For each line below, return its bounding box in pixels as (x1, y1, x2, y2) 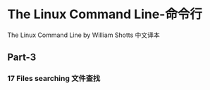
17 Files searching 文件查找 (7, 74, 101, 84)
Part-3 (7, 52, 37, 63)
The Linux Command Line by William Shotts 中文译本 (7, 31, 160, 39)
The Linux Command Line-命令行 (7, 6, 203, 22)
